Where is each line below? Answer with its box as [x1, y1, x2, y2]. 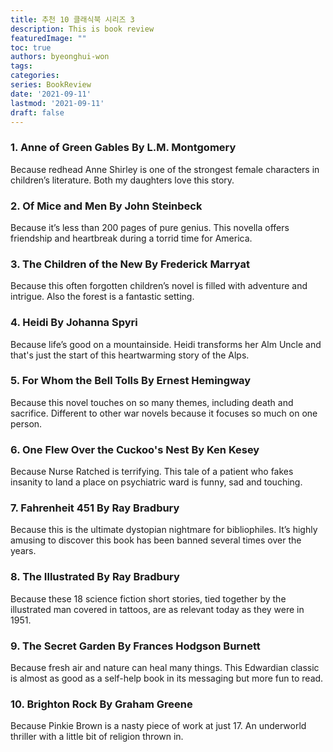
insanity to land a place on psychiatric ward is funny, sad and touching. [10, 476, 303, 488]
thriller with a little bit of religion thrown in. [10, 731, 184, 743]
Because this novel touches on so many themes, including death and [10, 396, 294, 408]
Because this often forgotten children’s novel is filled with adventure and [10, 280, 308, 292]
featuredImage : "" [10, 33, 87, 43]
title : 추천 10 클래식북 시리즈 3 [10, 14, 135, 25]
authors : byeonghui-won [10, 52, 110, 62]
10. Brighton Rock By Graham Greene [10, 697, 193, 711]
